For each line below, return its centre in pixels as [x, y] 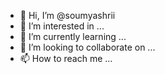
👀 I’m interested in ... [62, 26]
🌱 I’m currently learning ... [73, 36]
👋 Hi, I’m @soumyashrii [67, 15]
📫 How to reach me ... [66, 58]
